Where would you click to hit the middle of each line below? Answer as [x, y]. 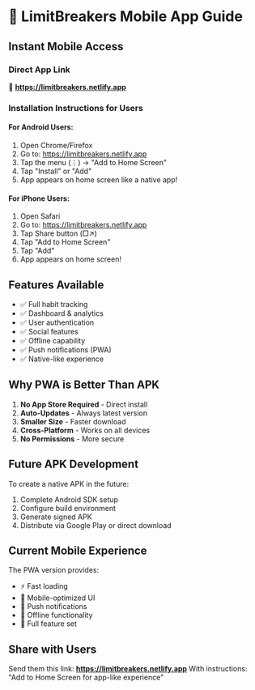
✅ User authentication [57, 322]
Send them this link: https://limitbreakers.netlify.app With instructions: [128, 669]
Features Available [56, 285]
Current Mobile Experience [78, 551]
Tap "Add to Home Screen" [65, 242]
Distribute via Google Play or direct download [96, 525]
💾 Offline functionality [56, 615]
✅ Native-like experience [62, 359]
